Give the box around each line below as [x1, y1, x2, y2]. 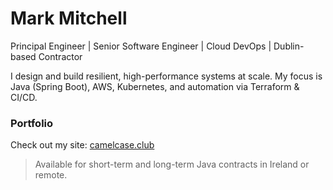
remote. [34, 169, 68, 181]
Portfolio [10, 116, 54, 130]
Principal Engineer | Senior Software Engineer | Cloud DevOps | [10, 40, 272, 52]
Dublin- [273, 40, 305, 52]
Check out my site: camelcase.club [10, 139, 155, 151]
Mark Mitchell [10, 7, 128, 30]
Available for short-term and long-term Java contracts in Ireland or [34, 158, 310, 171]
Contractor [38, 50, 83, 62]
